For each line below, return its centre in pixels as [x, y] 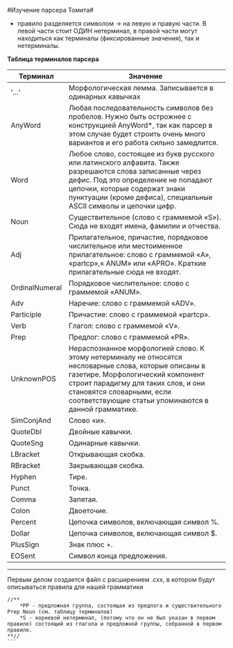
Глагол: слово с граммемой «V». [124, 326]
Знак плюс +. [90, 545]
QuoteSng [27, 443]
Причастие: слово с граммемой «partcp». [139, 314]
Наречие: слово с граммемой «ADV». [132, 303]
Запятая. [83, 499]
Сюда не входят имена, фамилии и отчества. [144, 226]
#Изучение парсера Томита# [50, 10]
